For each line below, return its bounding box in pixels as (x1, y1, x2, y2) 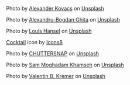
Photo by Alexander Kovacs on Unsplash (6, 5, 104, 12)
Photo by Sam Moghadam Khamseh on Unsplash (6, 61, 124, 68)
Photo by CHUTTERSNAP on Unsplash (6, 50, 100, 57)
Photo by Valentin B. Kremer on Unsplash (6, 73, 105, 79)
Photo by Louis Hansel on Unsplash (6, 27, 92, 34)
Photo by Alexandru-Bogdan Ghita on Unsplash (6, 16, 120, 23)
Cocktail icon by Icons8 (6, 39, 63, 45)
